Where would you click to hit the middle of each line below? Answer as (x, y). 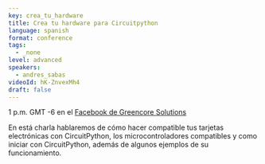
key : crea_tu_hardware (46, 16)
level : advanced (35, 61)
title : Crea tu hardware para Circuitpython (83, 23)
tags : (17, 45)
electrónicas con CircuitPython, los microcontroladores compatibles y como (132, 136)
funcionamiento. (35, 153)
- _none (28, 53)
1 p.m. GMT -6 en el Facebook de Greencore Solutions (97, 112)
